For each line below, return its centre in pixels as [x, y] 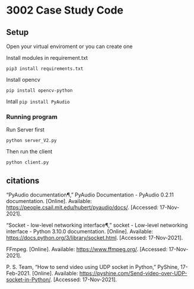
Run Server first [25, 130]
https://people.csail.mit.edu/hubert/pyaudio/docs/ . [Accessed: [82, 207]
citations [23, 180]
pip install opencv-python [39, 91]
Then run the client [29, 152]
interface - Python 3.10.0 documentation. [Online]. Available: [79, 232]
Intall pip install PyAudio [38, 102]
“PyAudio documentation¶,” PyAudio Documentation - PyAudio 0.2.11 [90, 195]
